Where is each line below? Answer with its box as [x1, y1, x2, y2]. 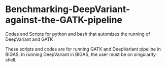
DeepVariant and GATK [5, 36, 53, 42]
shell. [5, 56, 17, 62]
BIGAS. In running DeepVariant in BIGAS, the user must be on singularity [5, 51, 156, 57]
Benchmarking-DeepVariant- [5, 4, 130, 15]
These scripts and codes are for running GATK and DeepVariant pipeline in [5, 46, 161, 52]
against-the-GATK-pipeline [5, 14, 123, 26]
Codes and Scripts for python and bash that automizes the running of [5, 31, 151, 37]
